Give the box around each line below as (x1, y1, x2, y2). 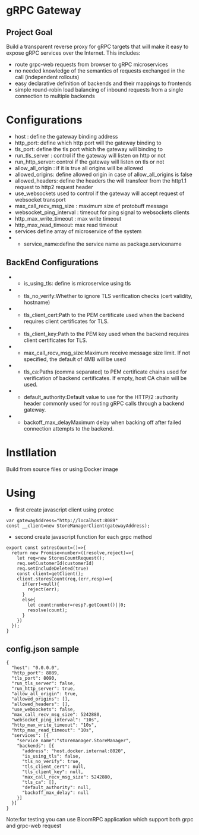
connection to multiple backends (14, 93, 95, 99)
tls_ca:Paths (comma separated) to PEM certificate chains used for (23, 368, 187, 375)
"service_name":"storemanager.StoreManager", (17, 738, 132, 744)
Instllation (6, 445, 57, 459)
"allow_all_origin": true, (11, 691, 78, 697)
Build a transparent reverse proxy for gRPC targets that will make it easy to (6, 43, 189, 50)
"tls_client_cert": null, (21, 764, 86, 770)
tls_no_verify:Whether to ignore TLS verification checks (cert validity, (23, 292, 193, 299)
